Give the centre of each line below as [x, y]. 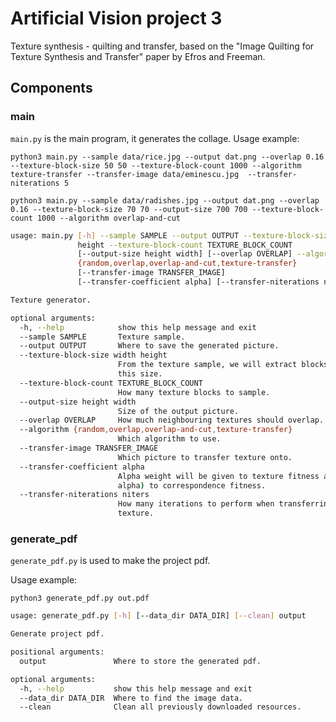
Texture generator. [51, 300]
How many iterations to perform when [196, 504]
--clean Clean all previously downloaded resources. [160, 707]
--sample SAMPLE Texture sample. [102, 337]
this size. [140, 374]
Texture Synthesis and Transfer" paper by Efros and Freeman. [138, 56]
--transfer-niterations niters [84, 495]
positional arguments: [57, 652]
